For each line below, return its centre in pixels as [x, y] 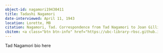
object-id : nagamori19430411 [34, 9]
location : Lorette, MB [28, 23]
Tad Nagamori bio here [28, 46]
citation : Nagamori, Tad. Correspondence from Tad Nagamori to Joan [76, 27]
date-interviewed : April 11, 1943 [40, 18]
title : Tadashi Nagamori [30, 14]
